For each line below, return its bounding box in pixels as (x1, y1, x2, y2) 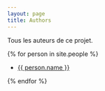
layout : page (7, 10, 45, 17)
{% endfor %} (7, 76, 48, 85)
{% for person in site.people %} (7, 50, 99, 58)
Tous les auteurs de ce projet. (7, 36, 93, 44)
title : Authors (7, 17, 52, 24)
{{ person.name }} (17, 63, 70, 71)
